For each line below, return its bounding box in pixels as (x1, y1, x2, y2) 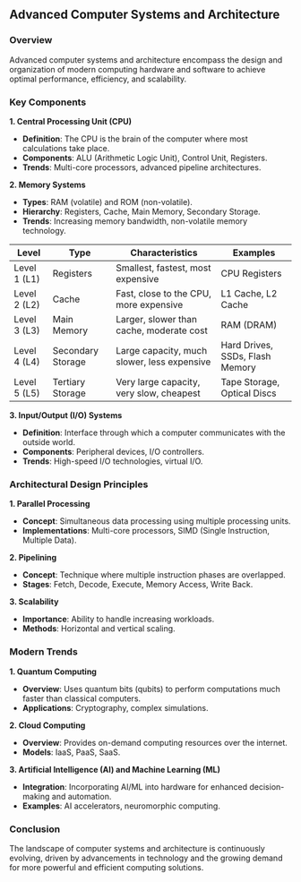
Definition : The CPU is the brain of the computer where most (21, 133, 248, 144)
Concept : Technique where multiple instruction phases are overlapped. (21, 569, 287, 580)
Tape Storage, (220, 375, 280, 388)
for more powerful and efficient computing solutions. (9, 861, 204, 872)
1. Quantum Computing (9, 666, 97, 677)
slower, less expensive (116, 355, 211, 368)
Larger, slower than (116, 313, 197, 325)
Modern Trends (9, 646, 78, 658)
